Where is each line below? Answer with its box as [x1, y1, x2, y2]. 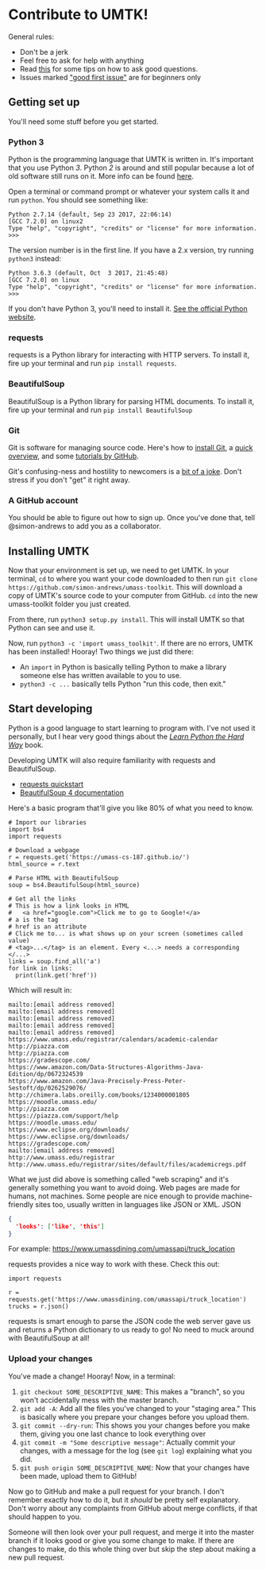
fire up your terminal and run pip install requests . [8, 359, 177, 368]
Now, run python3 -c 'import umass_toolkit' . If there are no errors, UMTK [8, 638, 253, 648]
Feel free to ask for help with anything [19, 56, 145, 65]
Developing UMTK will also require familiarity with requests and [8, 755, 216, 765]
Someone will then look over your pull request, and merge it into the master [8, 1527, 254, 1537]
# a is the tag [8, 916, 59, 924]
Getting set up [8, 95, 80, 109]
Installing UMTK [8, 544, 90, 557]
